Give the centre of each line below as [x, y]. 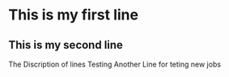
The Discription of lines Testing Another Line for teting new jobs [114, 64]
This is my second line [66, 45]
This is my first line [74, 15]
